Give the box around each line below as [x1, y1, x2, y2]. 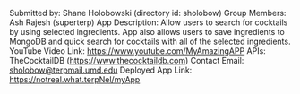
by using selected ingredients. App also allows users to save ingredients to [9, 27, 285, 37]
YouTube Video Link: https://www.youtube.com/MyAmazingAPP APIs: [9, 46, 266, 56]
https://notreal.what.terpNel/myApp [9, 74, 141, 84]
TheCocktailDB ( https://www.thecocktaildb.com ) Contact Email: [9, 56, 244, 65]
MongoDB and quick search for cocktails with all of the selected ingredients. [9, 36, 291, 47]
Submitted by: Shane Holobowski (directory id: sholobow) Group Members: [9, 8, 287, 18]
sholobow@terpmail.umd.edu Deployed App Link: [9, 64, 193, 75]
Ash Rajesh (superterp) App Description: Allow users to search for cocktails [9, 17, 288, 28]
